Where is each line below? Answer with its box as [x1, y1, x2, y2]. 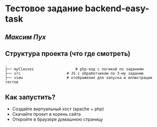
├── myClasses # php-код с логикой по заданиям [5, 67, 144, 72]
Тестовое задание [5, 3, 83, 14]
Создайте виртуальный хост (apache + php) [12, 106, 105, 112]
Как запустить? [5, 93, 55, 101]
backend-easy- [85, 3, 150, 14]
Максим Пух [5, 33, 46, 41]
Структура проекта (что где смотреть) [5, 50, 131, 58]
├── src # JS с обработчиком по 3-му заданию [5, 71, 144, 76]
